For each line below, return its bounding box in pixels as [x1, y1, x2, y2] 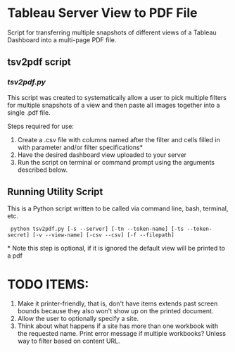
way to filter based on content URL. [17, 337, 121, 346]
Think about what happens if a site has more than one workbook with [17, 322, 219, 330]
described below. [17, 165, 68, 174]
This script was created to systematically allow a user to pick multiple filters [7, 93, 227, 101]
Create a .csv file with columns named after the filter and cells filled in [17, 135, 220, 144]
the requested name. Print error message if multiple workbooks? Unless [17, 329, 227, 338]
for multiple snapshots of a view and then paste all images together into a [7, 101, 220, 109]
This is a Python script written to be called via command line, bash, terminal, [7, 204, 229, 213]
